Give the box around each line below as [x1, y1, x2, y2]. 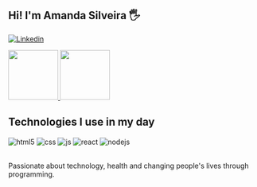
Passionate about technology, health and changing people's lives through [8, 161, 249, 171]
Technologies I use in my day [8, 115, 155, 129]
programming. [8, 169, 55, 179]
